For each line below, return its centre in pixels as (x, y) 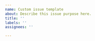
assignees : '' (19, 27)
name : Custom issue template (34, 9)
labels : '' (16, 23)
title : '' (15, 18)
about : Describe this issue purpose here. (48, 14)
